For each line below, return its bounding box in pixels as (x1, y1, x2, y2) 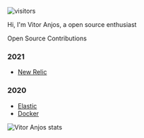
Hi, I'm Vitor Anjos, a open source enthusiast (7, 21, 137, 28)
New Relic (17, 68, 47, 76)
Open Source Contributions (7, 34, 87, 42)
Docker (17, 109, 40, 117)
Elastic (17, 101, 37, 110)
